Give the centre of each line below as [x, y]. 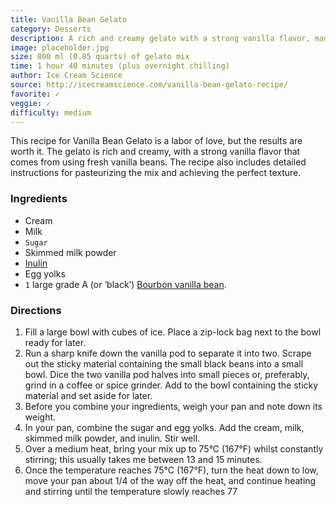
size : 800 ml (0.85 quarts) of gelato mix [100, 57]
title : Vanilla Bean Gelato [69, 19]
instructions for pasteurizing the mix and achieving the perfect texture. [156, 173]
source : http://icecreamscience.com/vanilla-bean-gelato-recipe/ [149, 85]
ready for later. [55, 342]
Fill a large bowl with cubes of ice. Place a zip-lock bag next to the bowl [173, 332]
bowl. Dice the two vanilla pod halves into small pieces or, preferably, [167, 374]
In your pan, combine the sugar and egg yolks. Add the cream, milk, [164, 427]
